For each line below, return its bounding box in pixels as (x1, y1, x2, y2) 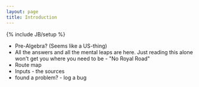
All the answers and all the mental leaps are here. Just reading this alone (14, 48, 194, 55)
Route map (14, 61, 42, 69)
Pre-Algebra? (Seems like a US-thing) (14, 42, 107, 49)
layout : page (6, 8, 39, 15)
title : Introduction (6, 14, 58, 20)
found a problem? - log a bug (14, 74, 87, 81)
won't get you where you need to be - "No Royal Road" (14, 55, 150, 62)
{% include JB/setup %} (6, 30, 66, 38)
